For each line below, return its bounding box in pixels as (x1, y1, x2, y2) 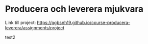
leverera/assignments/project (5, 24, 65, 30)
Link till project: (5, 20, 36, 25)
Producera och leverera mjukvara (5, 3, 144, 15)
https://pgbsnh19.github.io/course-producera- (37, 20, 130, 25)
